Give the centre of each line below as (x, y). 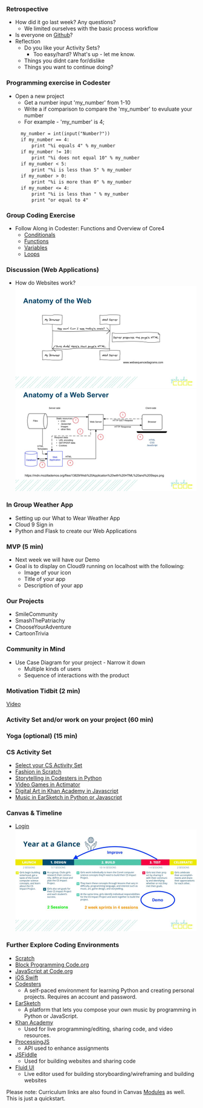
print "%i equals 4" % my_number (73, 146)
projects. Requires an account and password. (80, 997)
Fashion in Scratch (38, 772)
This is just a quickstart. (36, 1098)
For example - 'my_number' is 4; (64, 121)
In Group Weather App (40, 505)
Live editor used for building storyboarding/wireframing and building (109, 1074)
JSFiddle (26, 1054)
